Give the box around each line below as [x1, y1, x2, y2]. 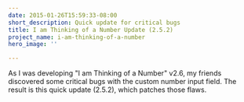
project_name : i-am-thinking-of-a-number [8, 33, 146, 41]
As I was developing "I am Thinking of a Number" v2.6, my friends [8, 69, 222, 78]
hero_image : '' [8, 40, 58, 48]
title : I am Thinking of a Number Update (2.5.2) [8, 26, 174, 33]
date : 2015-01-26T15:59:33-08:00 [8, 11, 118, 19]
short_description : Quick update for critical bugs [8, 19, 180, 26]
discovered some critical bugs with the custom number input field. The [8, 77, 237, 86]
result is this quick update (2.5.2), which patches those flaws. [8, 85, 207, 94]
